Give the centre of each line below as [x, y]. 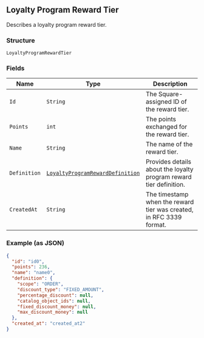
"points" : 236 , [31, 267]
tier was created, [169, 210]
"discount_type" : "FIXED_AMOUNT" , [61, 289]
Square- [171, 94]
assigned [158, 102]
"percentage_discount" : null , [56, 295]
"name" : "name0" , [34, 273]
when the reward [170, 202]
